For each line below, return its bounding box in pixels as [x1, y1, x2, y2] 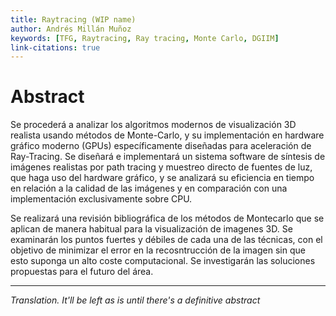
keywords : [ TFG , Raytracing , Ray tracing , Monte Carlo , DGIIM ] [10, 33, 280, 43]
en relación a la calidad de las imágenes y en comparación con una [10, 182, 288, 195]
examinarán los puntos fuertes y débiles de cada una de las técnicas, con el [10, 234, 323, 246]
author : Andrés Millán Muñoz [10, 24, 132, 34]
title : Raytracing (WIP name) [10, 14, 137, 25]
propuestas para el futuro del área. [10, 266, 154, 278]
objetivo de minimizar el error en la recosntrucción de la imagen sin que [10, 244, 306, 256]
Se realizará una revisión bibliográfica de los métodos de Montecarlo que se [10, 212, 325, 225]
